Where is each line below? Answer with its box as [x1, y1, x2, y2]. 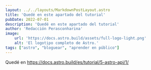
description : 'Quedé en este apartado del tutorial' [5, 21, 119, 27]
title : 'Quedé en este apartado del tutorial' [5, 12, 106, 17]
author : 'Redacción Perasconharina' [5, 26, 83, 31]
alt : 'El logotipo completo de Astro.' [14, 41, 99, 46]
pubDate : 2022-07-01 [5, 17, 49, 22]
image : [5, 31, 19, 36]
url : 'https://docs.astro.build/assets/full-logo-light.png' [14, 36, 146, 41]
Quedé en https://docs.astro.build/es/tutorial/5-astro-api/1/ [5, 59, 129, 65]
